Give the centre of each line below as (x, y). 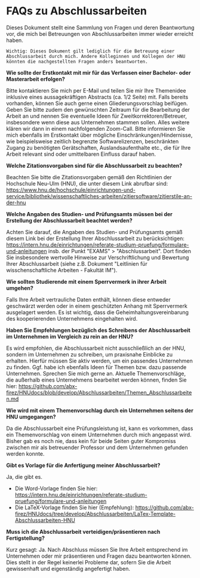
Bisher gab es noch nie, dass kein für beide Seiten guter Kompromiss (91, 441)
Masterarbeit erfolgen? (36, 79)
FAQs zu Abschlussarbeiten (77, 11)
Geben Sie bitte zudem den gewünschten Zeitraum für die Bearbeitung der (98, 109)
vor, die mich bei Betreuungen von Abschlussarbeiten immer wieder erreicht (100, 33)
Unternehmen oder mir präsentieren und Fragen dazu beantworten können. (99, 556)
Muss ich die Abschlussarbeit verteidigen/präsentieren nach (83, 531)
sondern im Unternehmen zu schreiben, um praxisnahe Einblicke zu (90, 354)
